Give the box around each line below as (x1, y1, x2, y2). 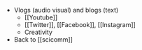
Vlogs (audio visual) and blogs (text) (13, 6, 119, 14)
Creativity (24, 28, 52, 36)
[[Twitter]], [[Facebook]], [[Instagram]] (24, 21, 136, 28)
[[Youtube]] (24, 13, 58, 22)
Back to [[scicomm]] (13, 35, 73, 44)
